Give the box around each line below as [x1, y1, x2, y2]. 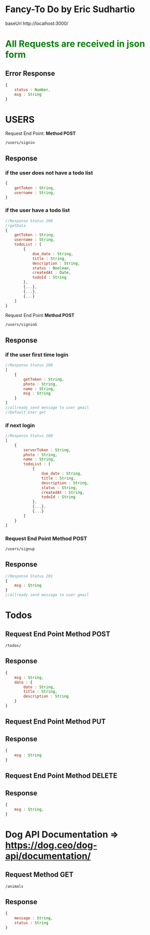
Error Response [5, 69, 56, 78]
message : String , [14, 916, 53, 921]
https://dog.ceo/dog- [5, 839, 97, 851]
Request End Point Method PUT [5, 717, 106, 726]
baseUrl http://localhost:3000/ [5, 20, 69, 26]
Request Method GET [5, 871, 74, 879]
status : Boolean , [32, 265, 71, 271]
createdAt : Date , [32, 270, 71, 275]
